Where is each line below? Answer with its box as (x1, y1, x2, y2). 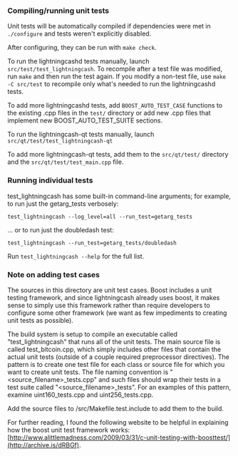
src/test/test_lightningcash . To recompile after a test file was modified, (7, 65, 223, 73)
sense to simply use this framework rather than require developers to (7, 301, 210, 309)
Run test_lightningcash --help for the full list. (7, 252, 145, 260)
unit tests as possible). (7, 316, 73, 324)
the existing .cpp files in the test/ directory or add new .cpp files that (7, 109, 212, 118)
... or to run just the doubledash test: (7, 225, 114, 234)
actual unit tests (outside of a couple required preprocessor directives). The (7, 352, 229, 361)
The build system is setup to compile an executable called (7, 330, 178, 338)
